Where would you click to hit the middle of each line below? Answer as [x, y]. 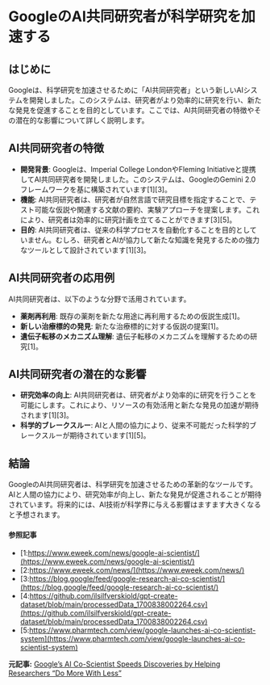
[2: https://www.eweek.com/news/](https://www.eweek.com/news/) [132, 570]
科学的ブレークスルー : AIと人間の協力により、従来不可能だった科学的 [135, 426]
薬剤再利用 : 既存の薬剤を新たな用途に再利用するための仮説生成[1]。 [132, 316]
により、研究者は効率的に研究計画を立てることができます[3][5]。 [128, 220]
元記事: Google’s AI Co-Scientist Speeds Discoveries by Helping [114, 664]
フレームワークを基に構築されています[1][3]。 [96, 189]
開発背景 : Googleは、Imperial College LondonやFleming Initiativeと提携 [138, 169]
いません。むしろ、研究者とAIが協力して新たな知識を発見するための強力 [140, 240]
